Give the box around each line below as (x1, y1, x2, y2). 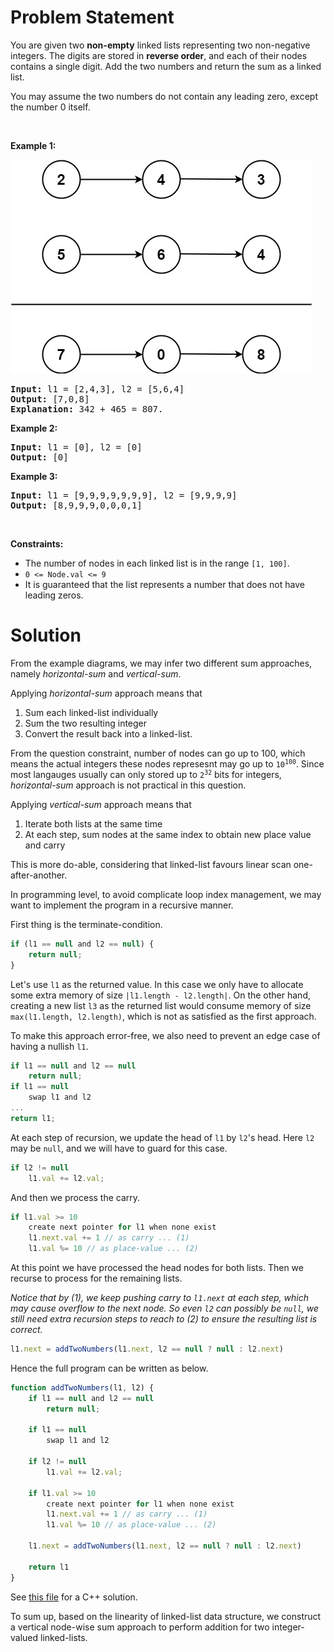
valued (10, 1631, 39, 1643)
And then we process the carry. (10, 1191, 141, 1203)
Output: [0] (10, 451, 69, 463)
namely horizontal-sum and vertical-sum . (10, 667, 182, 680)
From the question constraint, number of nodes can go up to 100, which (10, 747, 306, 759)
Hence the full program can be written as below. (10, 1362, 209, 1374)
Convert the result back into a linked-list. (24, 727, 193, 740)
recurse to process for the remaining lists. (10, 1272, 183, 1284)
